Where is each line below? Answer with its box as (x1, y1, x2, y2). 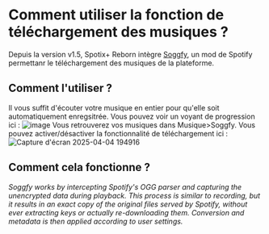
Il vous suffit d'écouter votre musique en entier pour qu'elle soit (8, 102, 220, 112)
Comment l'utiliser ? (8, 81, 113, 95)
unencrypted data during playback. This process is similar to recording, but (8, 190, 261, 200)
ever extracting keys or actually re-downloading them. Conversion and (8, 207, 245, 217)
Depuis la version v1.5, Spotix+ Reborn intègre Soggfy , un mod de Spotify (8, 49, 253, 59)
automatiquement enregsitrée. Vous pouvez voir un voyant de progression (8, 111, 256, 121)
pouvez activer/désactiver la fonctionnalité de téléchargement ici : (8, 128, 229, 138)
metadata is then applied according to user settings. (8, 216, 183, 226)
